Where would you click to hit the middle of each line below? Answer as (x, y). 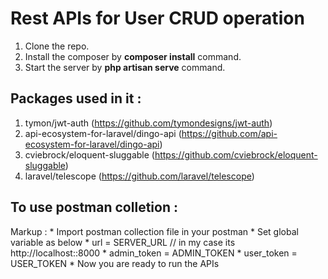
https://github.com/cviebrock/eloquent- (236, 154)
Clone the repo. (57, 46)
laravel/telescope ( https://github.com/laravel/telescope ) (139, 176)
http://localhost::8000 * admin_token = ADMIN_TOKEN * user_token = (154, 253)
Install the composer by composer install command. (133, 56)
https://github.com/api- (229, 133)
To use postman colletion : (94, 207)
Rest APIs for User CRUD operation (157, 18)
